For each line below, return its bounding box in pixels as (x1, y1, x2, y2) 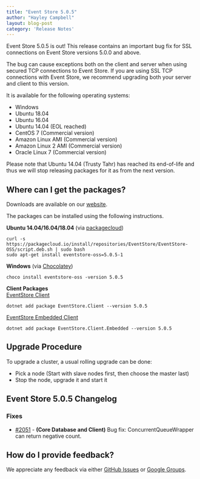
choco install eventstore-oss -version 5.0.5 (6, 274, 123, 280)
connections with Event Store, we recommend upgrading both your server (6, 73, 192, 81)
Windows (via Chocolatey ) (6, 262, 73, 270)
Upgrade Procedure (6, 342, 82, 352)
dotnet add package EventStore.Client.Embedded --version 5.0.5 (6, 325, 172, 331)
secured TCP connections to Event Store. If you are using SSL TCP (6, 67, 173, 75)
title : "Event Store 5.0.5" (6, 8, 78, 15)
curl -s (6, 236, 26, 242)
